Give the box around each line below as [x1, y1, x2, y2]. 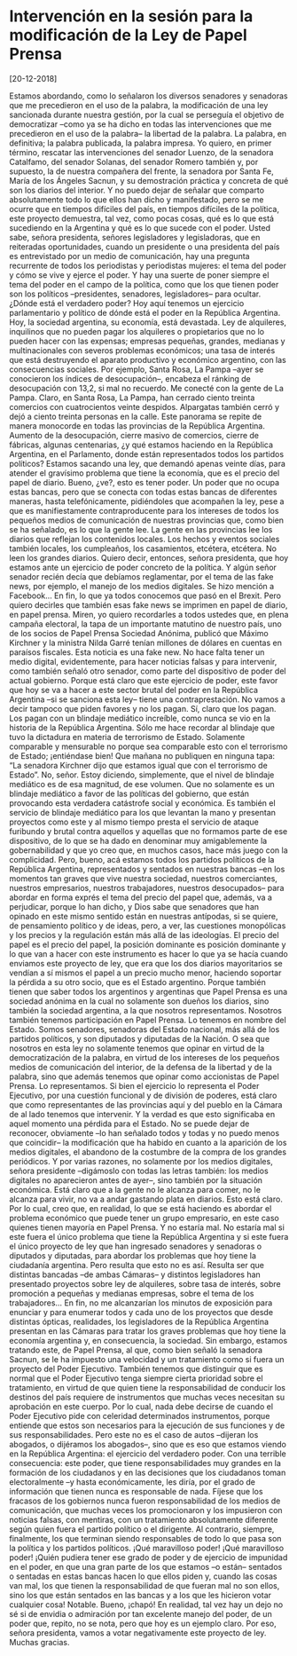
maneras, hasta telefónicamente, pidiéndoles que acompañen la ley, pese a [9, 495, 285, 507]
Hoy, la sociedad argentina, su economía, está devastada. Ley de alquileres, [9, 317, 286, 327]
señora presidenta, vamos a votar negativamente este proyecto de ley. [9, 1627, 267, 1638]
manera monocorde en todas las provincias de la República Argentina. [9, 420, 266, 431]
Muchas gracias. [9, 1636, 70, 1647]
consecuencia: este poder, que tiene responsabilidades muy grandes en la [9, 1457, 282, 1468]
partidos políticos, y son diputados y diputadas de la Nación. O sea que [9, 1033, 270, 1044]
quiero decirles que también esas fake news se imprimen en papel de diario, [9, 599, 288, 610]
